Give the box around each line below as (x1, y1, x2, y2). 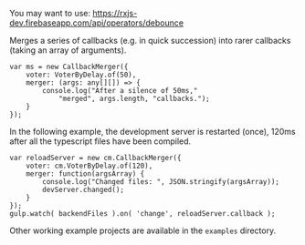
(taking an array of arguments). (9, 45, 127, 56)
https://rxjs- (92, 8, 138, 18)
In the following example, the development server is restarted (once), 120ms (9, 127, 296, 137)
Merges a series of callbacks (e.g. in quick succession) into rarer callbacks (9, 36, 291, 46)
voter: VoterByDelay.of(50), (26, 70, 137, 79)
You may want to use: (9, 8, 91, 18)
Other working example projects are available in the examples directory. (9, 225, 277, 236)
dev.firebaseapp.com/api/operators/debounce (9, 17, 184, 28)
